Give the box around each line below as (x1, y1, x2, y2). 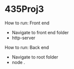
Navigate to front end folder (11, 29, 69, 35)
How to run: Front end (4, 20, 50, 26)
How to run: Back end (4, 44, 49, 50)
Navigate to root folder (11, 54, 58, 60)
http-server (11, 35, 36, 41)
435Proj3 (4, 3, 44, 15)
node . (11, 59, 25, 65)
